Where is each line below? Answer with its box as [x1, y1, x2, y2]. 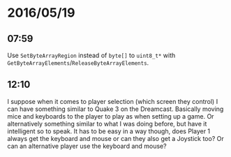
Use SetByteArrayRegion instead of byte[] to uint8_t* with [7, 51, 176, 59]
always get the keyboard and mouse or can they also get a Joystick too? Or [7, 134, 225, 142]
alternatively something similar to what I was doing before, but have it [7, 119, 207, 128]
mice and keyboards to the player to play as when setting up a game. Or [7, 112, 214, 120]
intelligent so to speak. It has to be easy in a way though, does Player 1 [7, 127, 211, 135]
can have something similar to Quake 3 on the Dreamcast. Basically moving [7, 105, 224, 113]
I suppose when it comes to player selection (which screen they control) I [7, 97, 218, 105]
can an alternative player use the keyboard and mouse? [7, 142, 167, 150]
